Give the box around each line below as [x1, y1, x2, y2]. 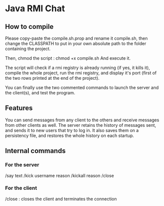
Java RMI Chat [5, 3, 65, 14]
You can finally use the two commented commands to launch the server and [5, 85, 159, 91]
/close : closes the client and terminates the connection [5, 196, 117, 202]
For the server [5, 161, 40, 168]
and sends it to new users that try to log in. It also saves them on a [5, 127, 139, 133]
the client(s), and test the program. [5, 90, 75, 95]
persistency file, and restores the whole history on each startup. [5, 133, 134, 138]
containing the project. [5, 46, 51, 51]
